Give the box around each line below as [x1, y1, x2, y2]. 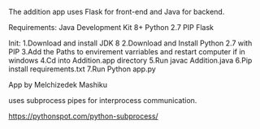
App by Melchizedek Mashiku [8, 80, 108, 89]
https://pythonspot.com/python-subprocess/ [8, 111, 158, 121]
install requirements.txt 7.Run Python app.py [8, 64, 156, 74]
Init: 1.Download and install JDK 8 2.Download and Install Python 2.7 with [8, 38, 253, 48]
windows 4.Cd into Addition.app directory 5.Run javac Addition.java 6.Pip [8, 56, 253, 65]
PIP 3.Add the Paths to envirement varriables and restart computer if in [8, 47, 245, 56]
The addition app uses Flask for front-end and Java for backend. [8, 7, 225, 16]
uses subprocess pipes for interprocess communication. [8, 96, 197, 105]
